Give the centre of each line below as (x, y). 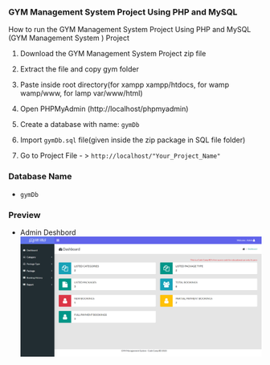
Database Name (40, 177)
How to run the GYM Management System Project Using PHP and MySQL (130, 30)
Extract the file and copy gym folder (79, 69)
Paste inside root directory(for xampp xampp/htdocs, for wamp (125, 85)
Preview (25, 215)
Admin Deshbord (48, 232)
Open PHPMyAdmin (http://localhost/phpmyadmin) (104, 109)
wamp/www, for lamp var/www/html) (81, 93)
